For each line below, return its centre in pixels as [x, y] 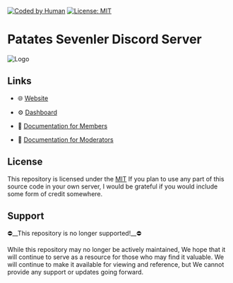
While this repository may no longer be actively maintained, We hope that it [116, 250]
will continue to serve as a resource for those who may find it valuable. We [116, 257]
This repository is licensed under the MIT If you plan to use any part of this [116, 179]
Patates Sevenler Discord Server [105, 40]
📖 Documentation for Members [62, 126]
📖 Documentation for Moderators [66, 139]
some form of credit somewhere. [55, 193]
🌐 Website [33, 98]
